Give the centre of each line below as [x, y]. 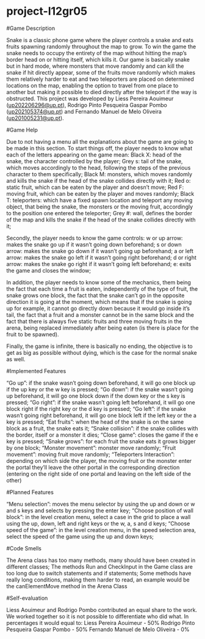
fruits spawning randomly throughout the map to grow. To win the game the [101, 46]
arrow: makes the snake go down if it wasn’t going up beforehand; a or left [100, 251]
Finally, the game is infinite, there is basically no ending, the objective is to [100, 346]
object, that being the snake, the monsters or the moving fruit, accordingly [100, 207]
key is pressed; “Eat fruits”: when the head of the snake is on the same [95, 422]
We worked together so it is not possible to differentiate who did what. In [98, 616]
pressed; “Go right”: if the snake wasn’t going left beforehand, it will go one [101, 402]
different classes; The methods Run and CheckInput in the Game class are [100, 566]
